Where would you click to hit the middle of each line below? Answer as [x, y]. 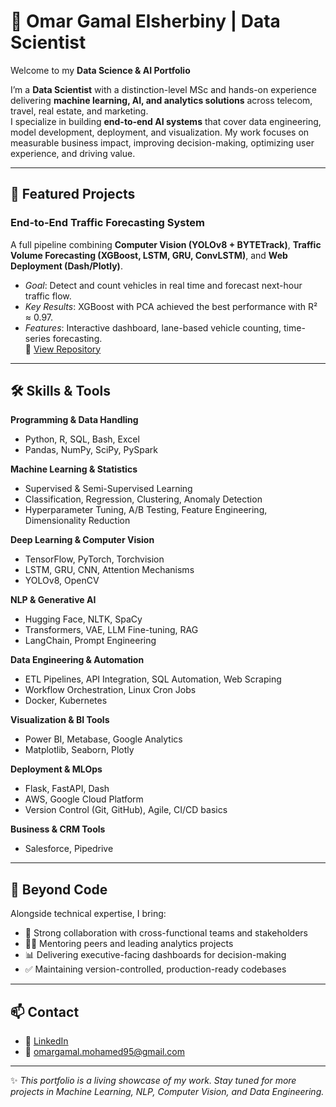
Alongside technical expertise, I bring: [88, 914]
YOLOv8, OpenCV [62, 581]
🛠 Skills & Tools [61, 391]
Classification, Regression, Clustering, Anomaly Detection [143, 499]
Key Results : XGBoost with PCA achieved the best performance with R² [171, 306]
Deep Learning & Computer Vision [82, 540]
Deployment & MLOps [56, 769]
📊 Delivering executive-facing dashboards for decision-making [155, 955]
